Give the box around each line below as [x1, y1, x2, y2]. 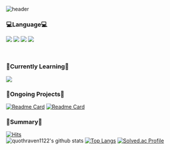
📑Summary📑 [6, 117, 43, 125]
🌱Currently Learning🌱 [6, 62, 69, 71]
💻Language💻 [6, 20, 48, 29]
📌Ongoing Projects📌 [6, 90, 65, 98]
